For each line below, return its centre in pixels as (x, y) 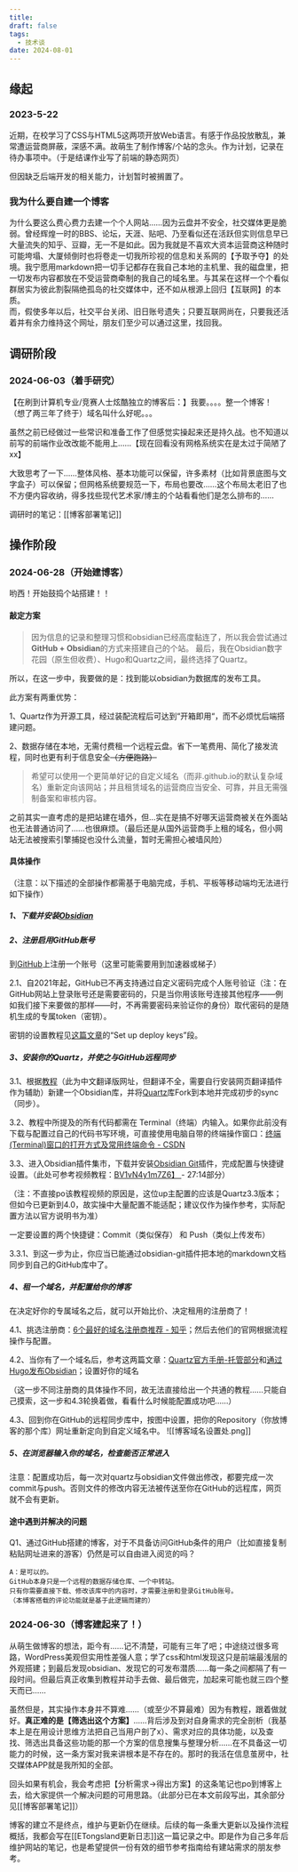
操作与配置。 (32, 1341)
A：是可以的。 (31, 1572)
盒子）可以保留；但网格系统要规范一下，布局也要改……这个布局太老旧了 (148, 484)
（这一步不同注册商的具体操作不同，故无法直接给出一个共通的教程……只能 (144, 1390)
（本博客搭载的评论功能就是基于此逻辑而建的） (82, 1601)
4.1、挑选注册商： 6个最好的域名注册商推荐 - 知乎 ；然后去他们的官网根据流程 (149, 1330)
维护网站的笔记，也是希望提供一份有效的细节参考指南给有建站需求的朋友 (141, 1847)
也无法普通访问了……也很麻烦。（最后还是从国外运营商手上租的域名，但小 (142, 828)
